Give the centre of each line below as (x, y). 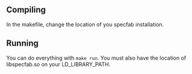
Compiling (26, 10)
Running (23, 44)
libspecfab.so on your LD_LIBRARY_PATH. (58, 64)
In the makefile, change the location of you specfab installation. (85, 24)
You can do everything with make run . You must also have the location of (96, 58)
